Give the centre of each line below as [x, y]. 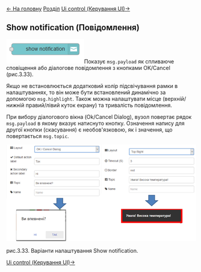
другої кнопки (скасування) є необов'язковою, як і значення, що [89, 130]
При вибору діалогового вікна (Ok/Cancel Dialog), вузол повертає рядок [99, 116]
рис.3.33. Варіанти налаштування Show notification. [72, 250]
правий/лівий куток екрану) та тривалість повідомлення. [99, 105]
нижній [15, 105]
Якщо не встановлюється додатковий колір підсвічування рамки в [92, 86]
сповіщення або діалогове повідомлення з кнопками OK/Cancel [88, 68]
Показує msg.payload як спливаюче [129, 61]
